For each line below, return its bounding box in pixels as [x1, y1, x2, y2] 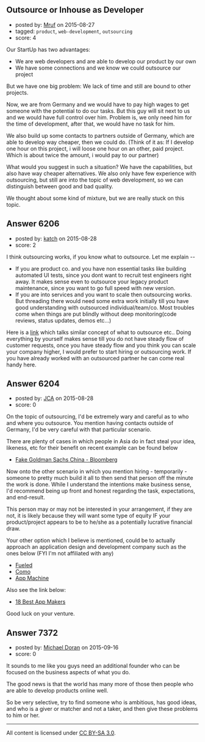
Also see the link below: [6, 587, 66, 594]
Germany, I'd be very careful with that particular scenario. [6, 426, 152, 433]
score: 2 [15, 241, 37, 249]
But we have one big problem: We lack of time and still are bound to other [6, 82, 191, 90]
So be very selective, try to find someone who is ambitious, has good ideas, [6, 699, 197, 706]
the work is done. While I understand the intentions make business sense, [6, 481, 192, 488]
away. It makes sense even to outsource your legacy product [15, 277, 169, 285]
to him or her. [6, 712, 40, 719]
